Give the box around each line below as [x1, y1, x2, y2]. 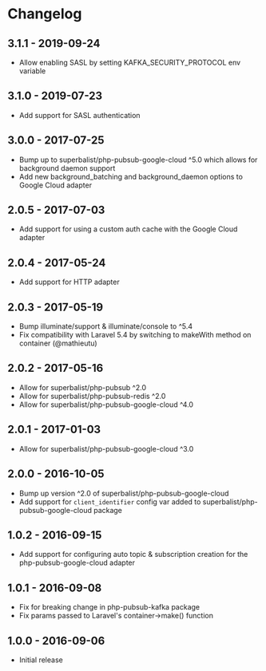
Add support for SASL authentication [18, 110, 141, 120]
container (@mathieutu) [18, 338, 97, 348]
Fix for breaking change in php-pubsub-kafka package [18, 602, 200, 612]
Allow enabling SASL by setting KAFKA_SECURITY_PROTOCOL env [18, 57, 241, 67]
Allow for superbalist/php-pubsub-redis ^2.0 [18, 391, 166, 401]
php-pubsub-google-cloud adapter [18, 558, 136, 567]
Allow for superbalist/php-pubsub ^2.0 [18, 382, 147, 392]
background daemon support [18, 163, 116, 172]
